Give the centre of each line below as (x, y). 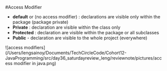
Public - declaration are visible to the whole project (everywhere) (80, 38)
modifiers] (34, 47)
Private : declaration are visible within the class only (66, 27)
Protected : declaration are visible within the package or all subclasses (86, 33)
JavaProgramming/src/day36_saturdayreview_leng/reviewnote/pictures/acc (83, 58)
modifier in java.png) (35, 63)
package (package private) (40, 22)
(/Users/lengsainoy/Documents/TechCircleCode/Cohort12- (66, 53)
